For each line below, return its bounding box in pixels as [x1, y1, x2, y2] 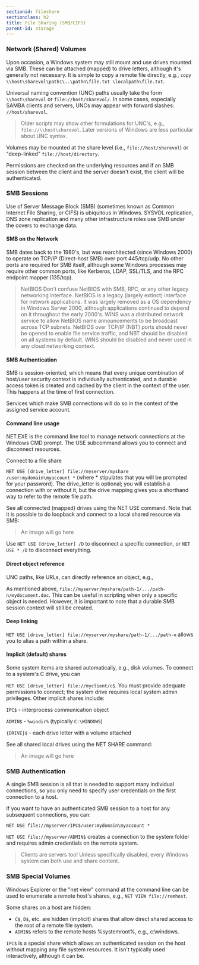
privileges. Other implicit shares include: [6, 695, 105, 702]
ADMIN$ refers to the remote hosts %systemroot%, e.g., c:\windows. [14, 927, 179, 935]
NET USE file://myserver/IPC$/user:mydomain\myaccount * [6, 823, 150, 829]
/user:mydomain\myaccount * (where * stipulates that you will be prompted [6, 474, 187, 481]
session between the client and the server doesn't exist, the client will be [6, 168, 185, 175]
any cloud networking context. [20, 343, 96, 350]
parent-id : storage [6, 25, 55, 32]
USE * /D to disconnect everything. [6, 546, 92, 554]
